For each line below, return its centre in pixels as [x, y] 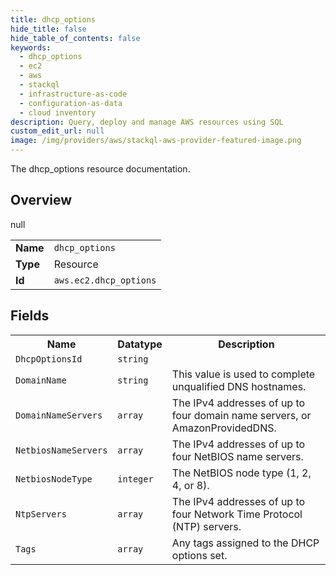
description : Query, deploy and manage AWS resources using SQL [147, 122]
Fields [30, 316]
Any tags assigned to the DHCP [245, 543]
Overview [41, 200]
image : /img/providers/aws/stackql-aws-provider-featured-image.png [156, 141]
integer [135, 479]
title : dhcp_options [53, 19]
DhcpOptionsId [49, 359]
